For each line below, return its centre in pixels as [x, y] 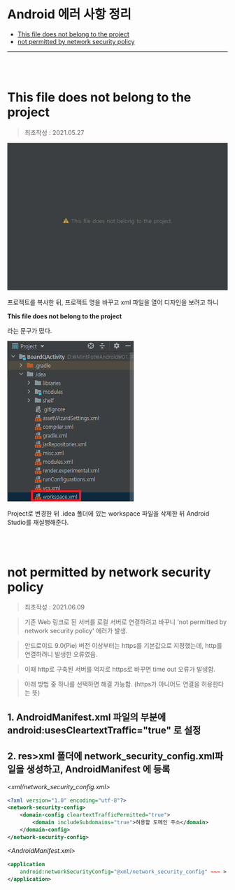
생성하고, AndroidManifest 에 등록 [98, 769]
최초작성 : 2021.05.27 [54, 132]
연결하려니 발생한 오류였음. [61, 654]
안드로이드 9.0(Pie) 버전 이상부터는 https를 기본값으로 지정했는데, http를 [123, 646]
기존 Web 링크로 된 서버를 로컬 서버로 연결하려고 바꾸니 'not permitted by [126, 622]
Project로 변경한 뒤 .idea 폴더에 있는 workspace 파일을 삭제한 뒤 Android [108, 514]
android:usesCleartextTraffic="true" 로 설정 [104, 730]
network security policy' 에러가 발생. [76, 631]
